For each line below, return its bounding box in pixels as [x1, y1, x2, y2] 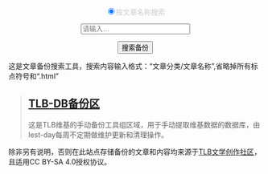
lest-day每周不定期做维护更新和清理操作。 [27, 130, 169, 140]
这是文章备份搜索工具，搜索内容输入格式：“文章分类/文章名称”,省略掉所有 [8, 62, 252, 71]
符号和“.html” [14, 71, 59, 81]
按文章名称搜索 [115, 7, 166, 17]
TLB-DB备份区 [27, 97, 101, 111]
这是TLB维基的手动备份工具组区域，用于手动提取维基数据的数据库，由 [27, 119, 260, 129]
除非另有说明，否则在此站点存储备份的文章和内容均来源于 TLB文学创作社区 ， [8, 147, 262, 156]
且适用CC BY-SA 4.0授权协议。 [8, 156, 112, 166]
